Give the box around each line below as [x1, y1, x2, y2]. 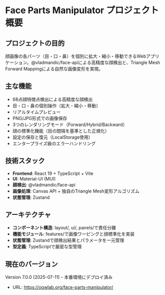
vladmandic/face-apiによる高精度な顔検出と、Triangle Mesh [35, 60, 160, 66]
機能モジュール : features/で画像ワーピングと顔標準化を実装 [12, 231, 135, 237]
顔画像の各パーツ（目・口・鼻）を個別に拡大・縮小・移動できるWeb [5, 53, 146, 59]
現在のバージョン [5, 260, 58, 268]
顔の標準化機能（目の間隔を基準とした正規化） [12, 128, 109, 134]
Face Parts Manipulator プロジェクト [5, 5, 159, 16]
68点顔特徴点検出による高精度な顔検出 [12, 96, 93, 102]
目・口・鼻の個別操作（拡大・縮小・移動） [12, 102, 101, 108]
